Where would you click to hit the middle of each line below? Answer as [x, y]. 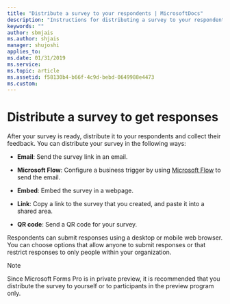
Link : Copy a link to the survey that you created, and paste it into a [111, 204]
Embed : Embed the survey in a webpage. [75, 191]
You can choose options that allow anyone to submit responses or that [106, 245]
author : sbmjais [30, 33]
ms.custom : [23, 84]
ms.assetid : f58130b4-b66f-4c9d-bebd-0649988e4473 [81, 77]
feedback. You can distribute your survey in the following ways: [97, 144]
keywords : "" [26, 26]
